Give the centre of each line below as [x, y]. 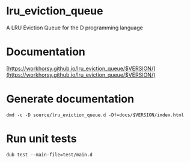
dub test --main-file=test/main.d [50, 155]
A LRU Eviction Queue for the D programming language [75, 28]
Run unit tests [41, 138]
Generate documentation [70, 99]
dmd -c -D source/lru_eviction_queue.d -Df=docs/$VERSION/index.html [95, 115]
